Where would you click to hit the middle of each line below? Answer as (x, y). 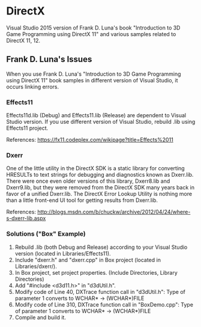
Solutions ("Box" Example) (46, 234)
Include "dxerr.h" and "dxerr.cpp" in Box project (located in (88, 260)
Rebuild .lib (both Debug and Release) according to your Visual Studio (101, 247)
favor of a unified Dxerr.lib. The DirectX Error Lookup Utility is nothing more (99, 194)
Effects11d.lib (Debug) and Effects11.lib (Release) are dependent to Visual (96, 115)
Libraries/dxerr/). (36, 266)
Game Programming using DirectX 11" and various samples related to (91, 34)
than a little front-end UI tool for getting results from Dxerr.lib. (82, 200)
